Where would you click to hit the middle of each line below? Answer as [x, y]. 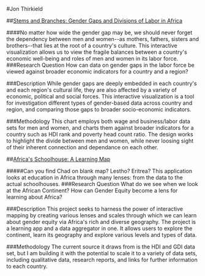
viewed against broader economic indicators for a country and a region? [97, 72]
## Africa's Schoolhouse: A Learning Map [58, 159]
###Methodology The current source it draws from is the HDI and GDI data [101, 247]
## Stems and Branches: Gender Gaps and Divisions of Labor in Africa [94, 21]
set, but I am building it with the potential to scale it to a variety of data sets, [102, 253]
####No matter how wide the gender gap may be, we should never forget [99, 32]
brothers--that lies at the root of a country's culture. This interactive [92, 46]
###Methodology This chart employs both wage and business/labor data [99, 121]
